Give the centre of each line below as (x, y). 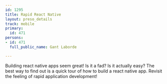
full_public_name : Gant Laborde (43, 47)
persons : (14, 38)
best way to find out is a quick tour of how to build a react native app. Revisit (84, 71)
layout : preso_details (29, 19)
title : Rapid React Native (33, 14)
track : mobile (20, 24)
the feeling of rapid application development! (51, 76)
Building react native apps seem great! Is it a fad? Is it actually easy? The (80, 65)
